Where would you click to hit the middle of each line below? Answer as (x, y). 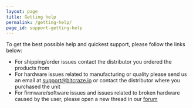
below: (14, 51)
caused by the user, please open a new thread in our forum (86, 99)
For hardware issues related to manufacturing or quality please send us (101, 74)
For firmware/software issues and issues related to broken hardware (97, 93)
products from (32, 68)
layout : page (22, 11)
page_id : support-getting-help (44, 28)
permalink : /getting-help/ (39, 22)
